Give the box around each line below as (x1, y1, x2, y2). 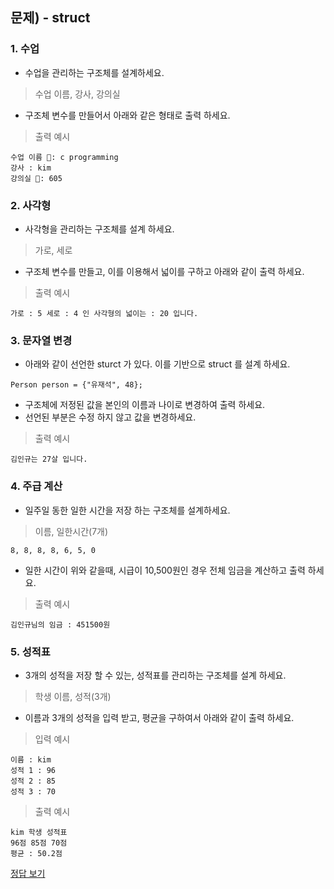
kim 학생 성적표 (10, 827, 68, 837)
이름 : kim (10, 754, 52, 765)
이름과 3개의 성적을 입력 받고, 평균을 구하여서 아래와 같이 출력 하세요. (24, 711, 295, 723)
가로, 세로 (34, 244, 73, 256)
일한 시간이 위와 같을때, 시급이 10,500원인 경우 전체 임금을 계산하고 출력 (24, 564, 306, 576)
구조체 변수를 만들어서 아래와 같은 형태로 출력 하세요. (24, 109, 231, 121)
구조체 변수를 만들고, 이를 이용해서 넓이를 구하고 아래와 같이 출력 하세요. (24, 265, 305, 277)
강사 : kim (10, 163, 52, 173)
